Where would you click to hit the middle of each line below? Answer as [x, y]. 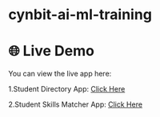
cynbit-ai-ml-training [80, 15]
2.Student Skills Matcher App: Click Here [75, 104]
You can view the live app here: [60, 74]
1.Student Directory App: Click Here [67, 89]
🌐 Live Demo [51, 51]
